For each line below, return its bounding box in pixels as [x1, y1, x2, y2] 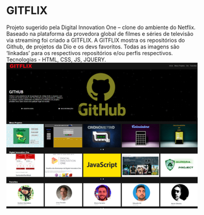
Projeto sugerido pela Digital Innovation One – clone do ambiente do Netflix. [6, 24, 196, 31]
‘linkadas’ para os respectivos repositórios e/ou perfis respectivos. [6, 49, 173, 56]
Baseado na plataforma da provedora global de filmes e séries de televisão [6, 30, 194, 37]
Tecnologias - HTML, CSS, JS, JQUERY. [6, 56, 106, 63]
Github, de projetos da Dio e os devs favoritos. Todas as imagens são [6, 43, 180, 50]
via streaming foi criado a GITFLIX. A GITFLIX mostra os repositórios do [6, 36, 185, 44]
